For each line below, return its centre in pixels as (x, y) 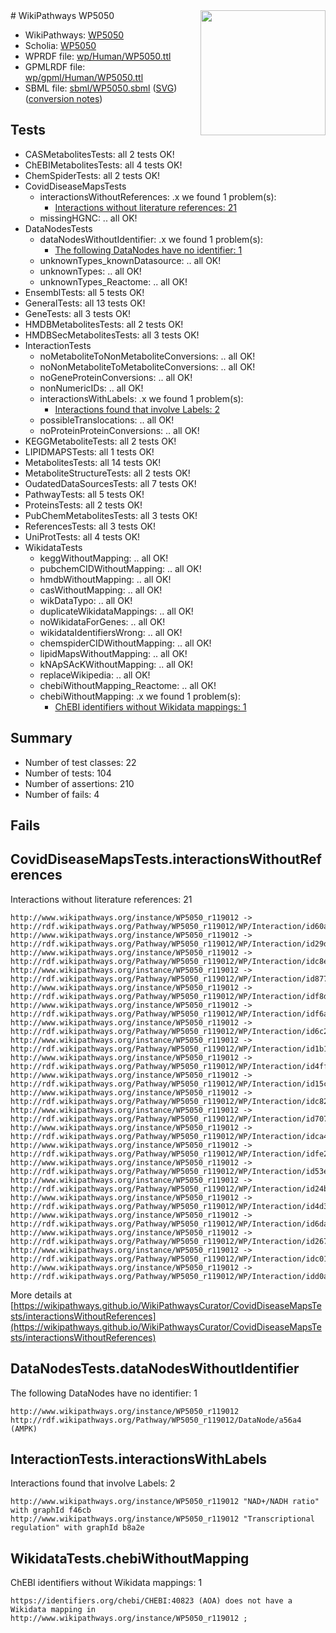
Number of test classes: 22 (80, 762)
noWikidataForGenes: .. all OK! (102, 621)
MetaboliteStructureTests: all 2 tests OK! (107, 473)
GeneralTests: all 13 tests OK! (85, 303)
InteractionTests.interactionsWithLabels (139, 1459)
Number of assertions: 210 (79, 783)
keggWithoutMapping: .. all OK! (104, 558)
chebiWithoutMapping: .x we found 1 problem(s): (140, 696)
